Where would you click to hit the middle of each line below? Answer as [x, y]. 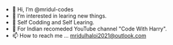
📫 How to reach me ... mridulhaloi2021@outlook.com [79, 36]
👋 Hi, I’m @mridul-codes [43, 9]
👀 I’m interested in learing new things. [59, 16]
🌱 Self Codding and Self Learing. [53, 22]
